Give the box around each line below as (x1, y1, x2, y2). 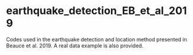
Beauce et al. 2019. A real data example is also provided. (6, 42, 143, 49)
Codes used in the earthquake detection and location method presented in (6, 36, 187, 43)
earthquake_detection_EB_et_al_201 (6, 4, 187, 18)
